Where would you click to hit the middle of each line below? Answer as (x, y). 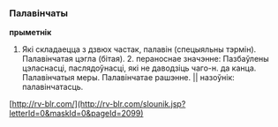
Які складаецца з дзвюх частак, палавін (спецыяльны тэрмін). (139, 49)
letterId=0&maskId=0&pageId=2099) (76, 114)
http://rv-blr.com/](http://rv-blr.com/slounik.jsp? (99, 104)
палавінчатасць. (53, 87)
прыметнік (30, 33)
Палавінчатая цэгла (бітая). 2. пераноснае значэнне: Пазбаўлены (145, 59)
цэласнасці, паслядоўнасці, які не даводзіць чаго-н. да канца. (139, 68)
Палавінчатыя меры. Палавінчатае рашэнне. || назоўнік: (128, 78)
